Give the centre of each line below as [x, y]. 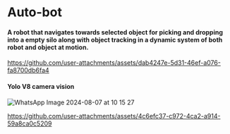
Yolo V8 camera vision [41, 86]
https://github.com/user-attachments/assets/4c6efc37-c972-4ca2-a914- [114, 116]
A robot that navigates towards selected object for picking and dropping [115, 32]
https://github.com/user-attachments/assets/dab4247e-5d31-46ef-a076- [114, 63]
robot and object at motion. [48, 47]
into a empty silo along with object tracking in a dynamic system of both [115, 39]
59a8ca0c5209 [30, 123]
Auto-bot [35, 12]
